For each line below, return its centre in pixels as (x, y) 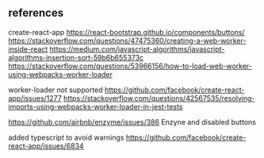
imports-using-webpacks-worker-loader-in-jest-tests (96, 106)
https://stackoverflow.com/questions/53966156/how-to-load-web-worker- (130, 66)
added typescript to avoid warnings (66, 137)
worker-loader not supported (55, 90)
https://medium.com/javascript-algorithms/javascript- (137, 49)
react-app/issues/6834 (46, 145)
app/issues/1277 (35, 98)
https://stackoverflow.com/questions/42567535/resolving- (159, 98)
